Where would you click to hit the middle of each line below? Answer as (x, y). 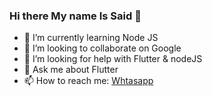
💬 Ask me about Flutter (71, 70)
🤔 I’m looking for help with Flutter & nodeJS (113, 59)
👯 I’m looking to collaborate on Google (102, 48)
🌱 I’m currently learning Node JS (91, 38)
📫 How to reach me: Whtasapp (88, 81)
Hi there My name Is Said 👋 (75, 16)
